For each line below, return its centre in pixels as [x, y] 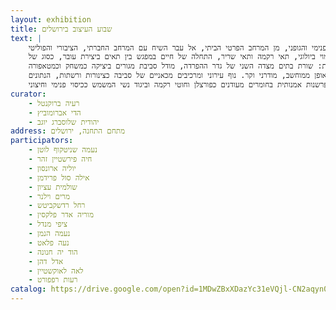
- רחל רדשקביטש [57, 206]
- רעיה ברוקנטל [54, 103]
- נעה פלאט [49, 242]
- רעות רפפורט [53, 280]
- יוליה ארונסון [52, 168]
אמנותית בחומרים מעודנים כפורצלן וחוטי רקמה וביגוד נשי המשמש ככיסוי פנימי [176, 85]
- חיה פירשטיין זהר [60, 159]
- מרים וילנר [49, 196]
